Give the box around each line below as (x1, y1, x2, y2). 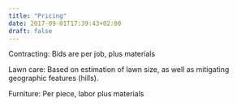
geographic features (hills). (8, 74, 99, 83)
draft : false (8, 27, 53, 35)
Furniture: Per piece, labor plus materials (8, 89, 144, 99)
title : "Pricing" (8, 11, 67, 20)
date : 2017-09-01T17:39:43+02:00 (8, 19, 122, 28)
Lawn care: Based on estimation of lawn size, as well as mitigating (8, 65, 230, 74)
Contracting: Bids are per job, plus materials (8, 49, 156, 59)
